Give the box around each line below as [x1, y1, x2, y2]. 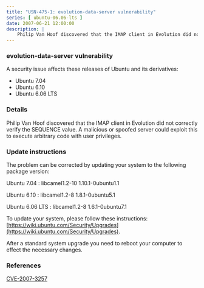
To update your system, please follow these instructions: [6, 215, 148, 222]
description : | [6, 26, 45, 32]
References [6, 261, 41, 270]
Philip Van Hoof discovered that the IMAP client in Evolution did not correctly [6, 119, 198, 127]
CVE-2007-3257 [6, 275, 47, 283]
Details [6, 105, 28, 114]
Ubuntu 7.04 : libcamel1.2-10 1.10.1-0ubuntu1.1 [6, 180, 120, 187]
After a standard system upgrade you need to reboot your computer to [6, 240, 183, 247]
